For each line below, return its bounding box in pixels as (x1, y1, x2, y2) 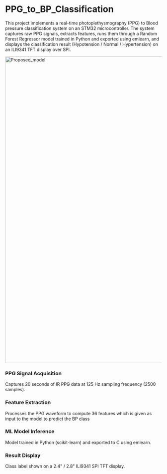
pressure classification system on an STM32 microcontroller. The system (5, 25, 155, 31)
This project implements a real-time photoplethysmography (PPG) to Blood (5, 20, 158, 26)
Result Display (5, 452, 41, 459)
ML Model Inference (5, 428, 55, 435)
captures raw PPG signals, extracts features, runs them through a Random (5, 30, 158, 36)
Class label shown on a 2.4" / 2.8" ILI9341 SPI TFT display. (5, 463, 125, 470)
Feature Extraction (5, 399, 51, 406)
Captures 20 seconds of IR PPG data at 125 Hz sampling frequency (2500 (5, 381, 156, 387)
